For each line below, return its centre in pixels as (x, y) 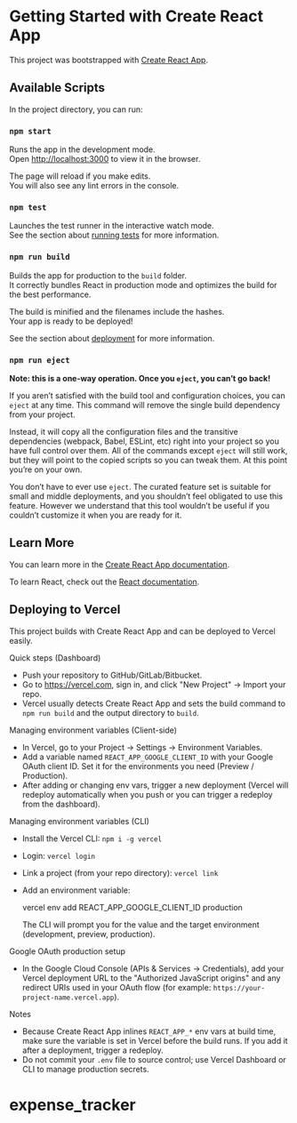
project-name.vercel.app (68, 998)
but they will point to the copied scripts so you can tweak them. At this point (148, 460)
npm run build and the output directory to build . (110, 712)
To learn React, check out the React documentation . (104, 582)
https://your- (239, 988)
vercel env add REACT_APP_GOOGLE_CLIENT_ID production (132, 907)
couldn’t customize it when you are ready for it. (96, 515)
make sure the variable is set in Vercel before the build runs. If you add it (155, 1040)
